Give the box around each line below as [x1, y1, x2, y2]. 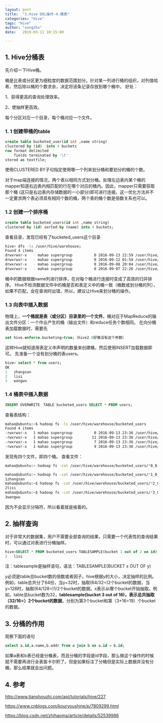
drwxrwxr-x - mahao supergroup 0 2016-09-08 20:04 [5, 262, 133, 267]
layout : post [5, 7, 32, 12]
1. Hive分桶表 [5, 53, 45, 61]
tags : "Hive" [5, 20, 32, 26]
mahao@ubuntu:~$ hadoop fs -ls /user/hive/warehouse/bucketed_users [5, 422, 147, 426]
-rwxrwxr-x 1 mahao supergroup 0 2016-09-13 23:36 [5, 430, 133, 436]
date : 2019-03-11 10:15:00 [5, 30, 64, 35]
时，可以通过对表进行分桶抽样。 [5, 539, 69, 545]
